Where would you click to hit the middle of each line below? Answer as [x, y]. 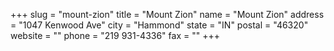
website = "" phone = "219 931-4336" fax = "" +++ [115, 35]
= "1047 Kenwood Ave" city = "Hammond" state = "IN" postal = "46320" [159, 25]
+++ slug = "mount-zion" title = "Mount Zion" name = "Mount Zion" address [167, 14]
